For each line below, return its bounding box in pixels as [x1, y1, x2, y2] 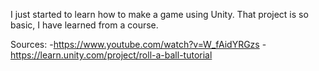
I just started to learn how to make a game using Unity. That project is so [10, 9, 309, 20]
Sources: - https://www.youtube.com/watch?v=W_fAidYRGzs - [10, 39, 267, 50]
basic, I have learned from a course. [10, 19, 159, 31]
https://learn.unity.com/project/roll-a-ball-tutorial [10, 49, 213, 61]
